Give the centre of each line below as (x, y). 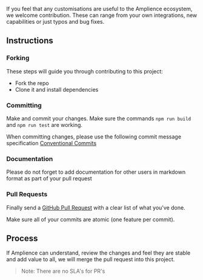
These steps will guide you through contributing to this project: (85, 71)
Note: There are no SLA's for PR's (63, 271)
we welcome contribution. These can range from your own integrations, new (102, 15)
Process (22, 238)
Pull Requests (27, 194)
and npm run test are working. (45, 125)
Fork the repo (32, 83)
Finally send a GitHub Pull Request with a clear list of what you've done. (96, 207)
